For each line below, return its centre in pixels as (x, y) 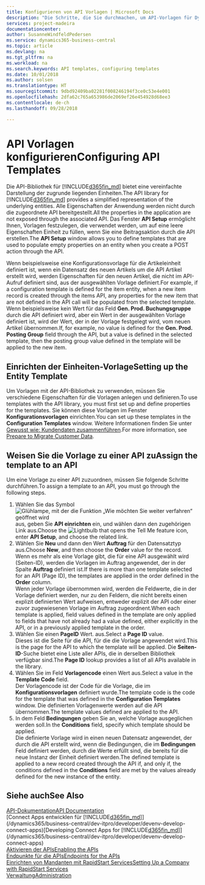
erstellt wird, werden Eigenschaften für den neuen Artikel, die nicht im (94, 276)
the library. (29, 667)
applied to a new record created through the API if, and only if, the (98, 764)
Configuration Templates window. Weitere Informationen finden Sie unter (99, 423)
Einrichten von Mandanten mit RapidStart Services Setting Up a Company (98, 862)
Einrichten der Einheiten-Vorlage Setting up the (97, 367)
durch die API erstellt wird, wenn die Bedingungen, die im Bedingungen (105, 744)
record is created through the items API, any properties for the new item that (102, 296)
